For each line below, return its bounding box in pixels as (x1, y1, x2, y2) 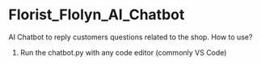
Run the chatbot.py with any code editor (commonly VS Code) (19, 47, 227, 57)
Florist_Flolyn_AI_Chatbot (8, 6, 185, 24)
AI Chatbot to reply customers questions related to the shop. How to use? (8, 32, 253, 42)
